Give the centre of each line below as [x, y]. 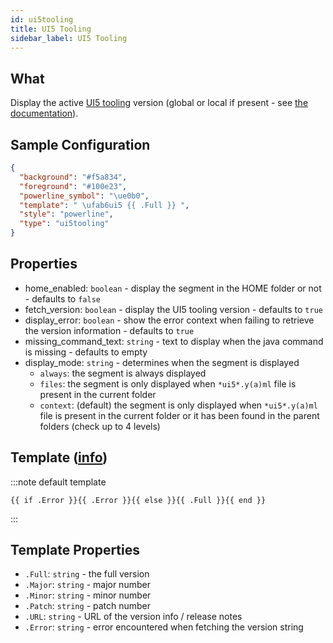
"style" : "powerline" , [66, 214]
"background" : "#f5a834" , [73, 177]
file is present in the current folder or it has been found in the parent [179, 415]
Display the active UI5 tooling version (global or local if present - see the [159, 103]
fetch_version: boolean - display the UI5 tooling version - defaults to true [173, 309]
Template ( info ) [59, 457]
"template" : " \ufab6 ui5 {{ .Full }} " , [104, 205]
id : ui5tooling [42, 19]
